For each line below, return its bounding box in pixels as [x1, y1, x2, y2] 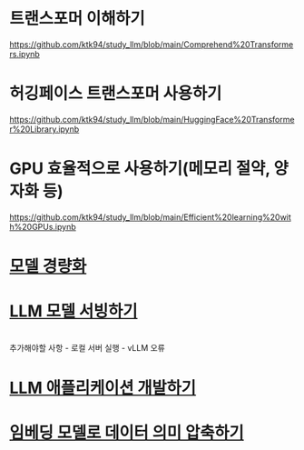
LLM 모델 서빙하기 [9, 301, 138, 322]
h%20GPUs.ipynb [9, 221, 77, 232]
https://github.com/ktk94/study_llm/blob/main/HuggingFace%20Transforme [9, 114, 295, 125]
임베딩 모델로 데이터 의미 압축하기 [9, 423, 244, 444]
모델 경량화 [9, 256, 87, 276]
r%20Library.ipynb [9, 124, 80, 135]
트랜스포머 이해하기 [9, 8, 145, 29]
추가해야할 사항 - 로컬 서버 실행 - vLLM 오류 [9, 342, 165, 353]
